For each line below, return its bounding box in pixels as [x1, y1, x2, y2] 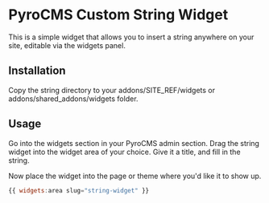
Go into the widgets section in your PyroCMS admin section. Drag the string [8, 138, 260, 148]
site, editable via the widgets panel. [8, 40, 126, 50]
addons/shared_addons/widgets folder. [8, 94, 139, 104]
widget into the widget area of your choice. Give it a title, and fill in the [8, 147, 241, 156]
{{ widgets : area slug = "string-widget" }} [8, 186, 150, 194]
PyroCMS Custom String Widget [8, 6, 229, 24]
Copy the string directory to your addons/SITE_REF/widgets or [8, 85, 216, 95]
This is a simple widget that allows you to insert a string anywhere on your [8, 32, 255, 42]
